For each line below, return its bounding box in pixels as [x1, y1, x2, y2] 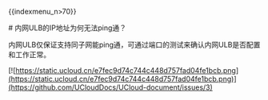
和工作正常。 [8, 50, 50, 59]
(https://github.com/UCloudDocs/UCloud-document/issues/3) [8, 83, 214, 92]
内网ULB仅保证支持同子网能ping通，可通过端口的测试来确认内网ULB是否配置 [8, 40, 261, 49]
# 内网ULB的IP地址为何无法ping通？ [8, 23, 126, 33]
